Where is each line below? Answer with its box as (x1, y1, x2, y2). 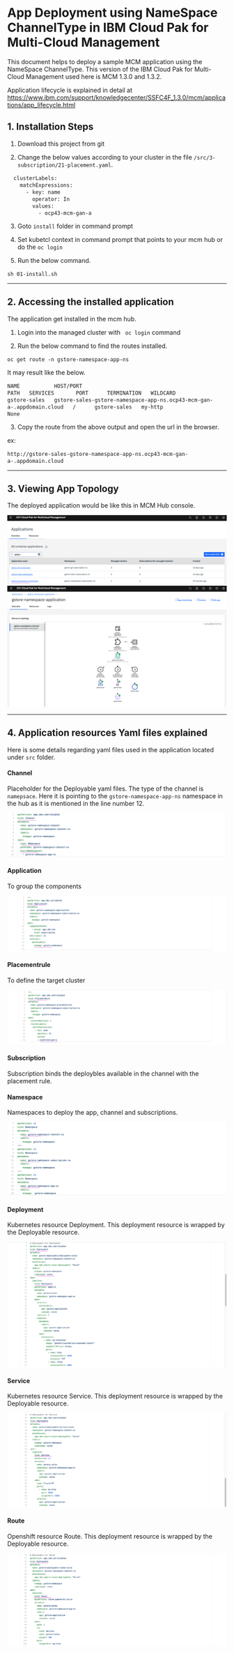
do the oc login (17, 243, 63, 251)
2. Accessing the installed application (7, 296, 174, 308)
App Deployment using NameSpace (7, 5, 218, 21)
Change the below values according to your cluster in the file (17, 153, 193, 161)
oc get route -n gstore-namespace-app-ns (7, 356, 130, 363)
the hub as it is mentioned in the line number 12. (7, 799, 145, 807)
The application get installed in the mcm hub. (7, 314, 137, 323)
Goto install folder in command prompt (17, 222, 134, 230)
